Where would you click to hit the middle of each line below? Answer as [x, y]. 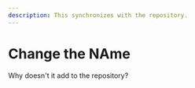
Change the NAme [70, 53]
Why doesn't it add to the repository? [68, 76]
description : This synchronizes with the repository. [98, 15]
